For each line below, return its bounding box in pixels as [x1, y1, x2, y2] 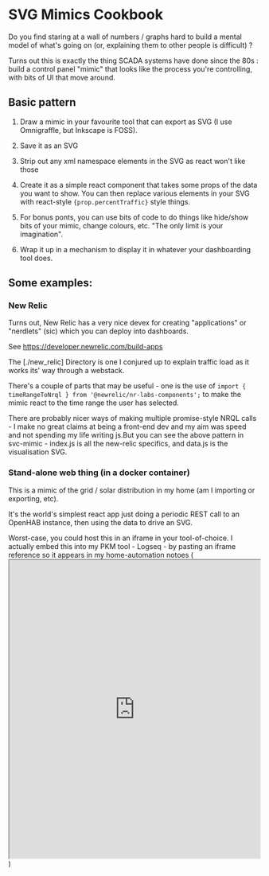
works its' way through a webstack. [8, 366, 125, 376]
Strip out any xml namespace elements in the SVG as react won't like [19, 156, 246, 165]
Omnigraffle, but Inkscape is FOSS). [19, 125, 138, 134]
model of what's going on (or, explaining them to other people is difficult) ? [8, 40, 253, 49]
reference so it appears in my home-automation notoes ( [8, 550, 193, 559]
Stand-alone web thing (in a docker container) [8, 467, 190, 478]
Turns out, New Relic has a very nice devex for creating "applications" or [8, 318, 247, 328]
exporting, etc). [8, 493, 59, 503]
